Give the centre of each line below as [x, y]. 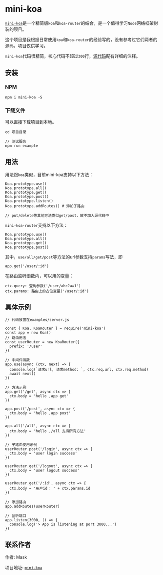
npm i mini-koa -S [24, 97]
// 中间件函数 [18, 360]
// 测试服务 [16, 141]
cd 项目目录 [16, 132]
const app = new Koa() [28, 333]
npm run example [21, 146]
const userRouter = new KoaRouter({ [42, 342]
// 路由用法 [16, 337]
